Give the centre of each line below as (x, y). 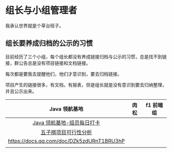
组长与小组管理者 (41, 10)
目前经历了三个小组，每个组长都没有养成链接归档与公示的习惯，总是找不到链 (86, 56)
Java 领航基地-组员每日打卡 (66, 122)
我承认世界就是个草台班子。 (35, 26)
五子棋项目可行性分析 (66, 132)
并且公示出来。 (21, 91)
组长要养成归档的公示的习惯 (49, 43)
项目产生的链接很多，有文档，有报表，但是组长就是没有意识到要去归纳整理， (86, 84)
